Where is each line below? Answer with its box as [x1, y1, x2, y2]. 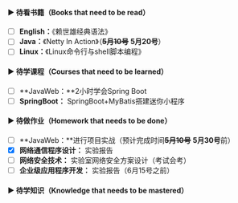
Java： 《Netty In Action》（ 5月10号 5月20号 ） [18, 37, 166, 47]
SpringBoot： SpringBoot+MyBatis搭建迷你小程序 [18, 96, 186, 106]
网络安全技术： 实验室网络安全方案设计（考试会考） [18, 156, 191, 165]
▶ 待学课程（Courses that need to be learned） [7, 67, 168, 76]
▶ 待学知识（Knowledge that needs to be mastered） [7, 185, 188, 195]
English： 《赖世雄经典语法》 [18, 26, 112, 36]
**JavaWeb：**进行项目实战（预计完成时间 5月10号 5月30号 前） [18, 135, 235, 144]
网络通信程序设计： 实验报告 [18, 145, 113, 155]
